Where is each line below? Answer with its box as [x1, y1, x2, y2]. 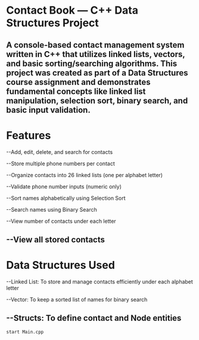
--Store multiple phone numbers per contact [6, 160, 115, 167]
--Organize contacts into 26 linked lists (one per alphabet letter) [6, 171, 163, 178]
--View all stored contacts [6, 234, 105, 244]
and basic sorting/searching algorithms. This [6, 58, 178, 68]
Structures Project [6, 16, 99, 30]
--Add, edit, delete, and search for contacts [6, 148, 113, 155]
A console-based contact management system [6, 40, 185, 50]
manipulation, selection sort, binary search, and [6, 96, 188, 106]
